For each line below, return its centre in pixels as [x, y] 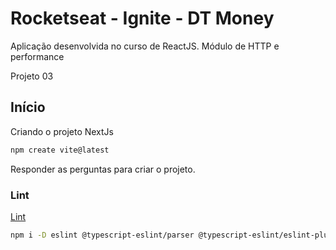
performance [37, 56]
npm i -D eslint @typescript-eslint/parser [102, 235]
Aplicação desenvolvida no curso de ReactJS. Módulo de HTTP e [145, 46]
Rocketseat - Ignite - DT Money [142, 18]
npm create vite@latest [60, 150]
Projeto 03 [32, 76]
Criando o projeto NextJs [62, 131]
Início [28, 107]
